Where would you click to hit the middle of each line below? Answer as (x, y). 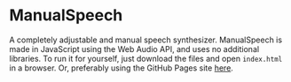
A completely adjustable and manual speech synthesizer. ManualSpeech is (145, 40)
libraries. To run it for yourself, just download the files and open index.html (146, 58)
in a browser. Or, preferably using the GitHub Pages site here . (121, 68)
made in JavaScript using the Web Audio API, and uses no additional (134, 48)
